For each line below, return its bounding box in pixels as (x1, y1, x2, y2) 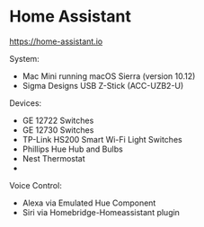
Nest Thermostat (22, 153, 85, 163)
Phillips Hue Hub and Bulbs (22, 144, 123, 154)
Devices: (9, 97, 42, 109)
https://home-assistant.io (9, 36, 103, 47)
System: (9, 53, 40, 64)
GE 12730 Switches (22, 124, 94, 135)
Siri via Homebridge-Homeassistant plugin (22, 206, 180, 217)
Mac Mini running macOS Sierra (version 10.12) (22, 70, 196, 82)
